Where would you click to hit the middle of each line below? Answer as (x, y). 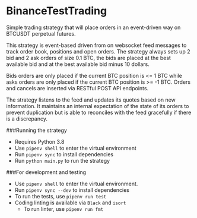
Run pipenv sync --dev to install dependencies (72, 190)
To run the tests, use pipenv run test (61, 196)
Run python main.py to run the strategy (62, 160)
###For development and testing (46, 172)
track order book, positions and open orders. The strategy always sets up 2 (98, 51)
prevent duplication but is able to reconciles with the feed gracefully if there (99, 112)
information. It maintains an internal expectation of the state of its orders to (98, 106)
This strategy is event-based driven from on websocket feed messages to (96, 45)
